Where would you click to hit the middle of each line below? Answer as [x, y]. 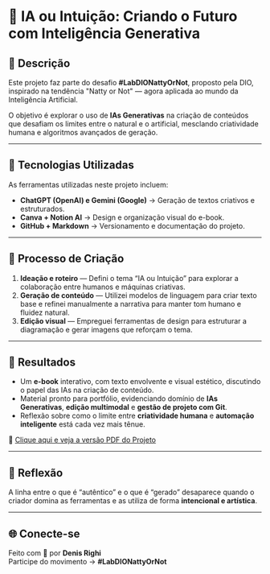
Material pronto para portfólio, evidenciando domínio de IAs [119, 398]
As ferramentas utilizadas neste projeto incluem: [88, 184]
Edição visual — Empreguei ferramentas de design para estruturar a [133, 320]
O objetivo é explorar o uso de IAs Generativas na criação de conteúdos [129, 115]
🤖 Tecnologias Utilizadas [71, 165]
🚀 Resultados [42, 363]
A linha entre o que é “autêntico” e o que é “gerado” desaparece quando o [131, 492]
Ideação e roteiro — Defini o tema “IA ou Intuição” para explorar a [129, 278]
